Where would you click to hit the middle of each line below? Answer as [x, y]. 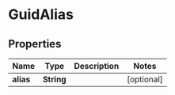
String [54, 79]
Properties [35, 44]
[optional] [145, 79]
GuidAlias [41, 15]
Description [97, 66]
